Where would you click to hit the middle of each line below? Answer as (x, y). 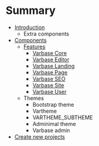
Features (34, 47)
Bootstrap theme (53, 104)
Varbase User (49, 91)
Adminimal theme (54, 124)
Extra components (46, 33)
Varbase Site (48, 85)
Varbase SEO (49, 79)
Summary (30, 11)
